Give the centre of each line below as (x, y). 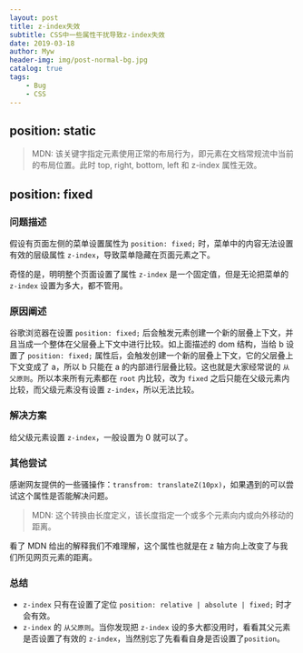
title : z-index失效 (45, 26)
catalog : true (36, 69)
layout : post (34, 18)
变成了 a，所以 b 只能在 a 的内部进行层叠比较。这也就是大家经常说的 (153, 367)
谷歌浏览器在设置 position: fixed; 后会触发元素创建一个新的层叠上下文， (147, 333)
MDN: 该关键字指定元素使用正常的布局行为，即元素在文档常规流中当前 (163, 154)
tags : (20, 77)
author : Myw (32, 52)
